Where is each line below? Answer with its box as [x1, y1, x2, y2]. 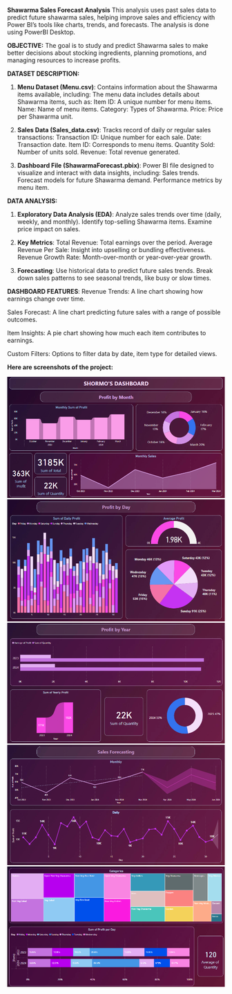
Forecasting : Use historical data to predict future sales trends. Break [17, 267, 213, 274]
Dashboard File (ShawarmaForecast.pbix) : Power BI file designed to [17, 161, 214, 169]
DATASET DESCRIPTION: [7, 69, 80, 78]
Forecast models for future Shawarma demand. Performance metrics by [17, 176, 222, 184]
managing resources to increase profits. [7, 56, 121, 64]
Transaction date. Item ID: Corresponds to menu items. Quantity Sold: [17, 141, 215, 148]
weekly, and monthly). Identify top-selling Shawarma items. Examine [17, 218, 213, 226]
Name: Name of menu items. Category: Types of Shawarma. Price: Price [17, 105, 223, 113]
